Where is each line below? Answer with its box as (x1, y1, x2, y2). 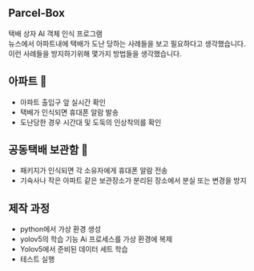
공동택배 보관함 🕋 (8, 144, 88, 157)
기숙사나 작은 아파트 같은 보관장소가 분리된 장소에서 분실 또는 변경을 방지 (19, 176, 247, 185)
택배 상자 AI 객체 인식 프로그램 (8, 28, 103, 38)
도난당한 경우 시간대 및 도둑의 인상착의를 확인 (19, 117, 162, 127)
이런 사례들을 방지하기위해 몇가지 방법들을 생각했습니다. (8, 48, 182, 59)
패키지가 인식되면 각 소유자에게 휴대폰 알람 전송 (19, 166, 168, 176)
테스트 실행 (19, 254, 55, 264)
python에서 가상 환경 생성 (19, 224, 102, 234)
